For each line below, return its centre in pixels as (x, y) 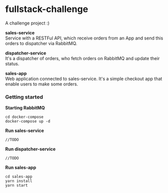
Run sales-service (25, 130)
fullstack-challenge (47, 9)
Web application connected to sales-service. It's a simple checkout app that (84, 78)
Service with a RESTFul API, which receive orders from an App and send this (84, 38)
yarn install (19, 181)
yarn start (17, 185)
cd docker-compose (24, 117)
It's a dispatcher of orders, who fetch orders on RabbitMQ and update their (82, 58)
